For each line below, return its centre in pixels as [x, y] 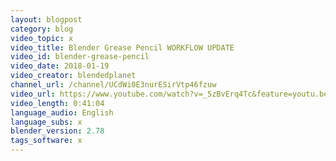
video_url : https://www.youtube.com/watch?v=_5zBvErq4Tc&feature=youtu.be [169, 94]
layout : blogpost [46, 19]
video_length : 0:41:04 [57, 103]
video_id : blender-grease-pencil [80, 57]
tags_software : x [46, 141]
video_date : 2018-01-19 [60, 66]
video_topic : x [42, 38]
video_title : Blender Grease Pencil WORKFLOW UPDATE [122, 47]
